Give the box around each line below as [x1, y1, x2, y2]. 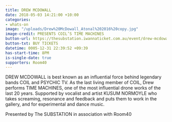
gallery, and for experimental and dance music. [5, 101, 105, 108]
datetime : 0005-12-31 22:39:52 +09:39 [5, 46, 88, 51]
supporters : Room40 [5, 60, 47, 65]
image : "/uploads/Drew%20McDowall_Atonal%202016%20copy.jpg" [5, 27, 139, 32]
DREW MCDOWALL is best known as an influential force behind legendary [5, 74, 162, 80]
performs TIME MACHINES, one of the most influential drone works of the [5, 85, 161, 91]
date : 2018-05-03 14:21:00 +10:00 [5, 12, 79, 17]
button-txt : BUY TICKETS [5, 41, 58, 46]
